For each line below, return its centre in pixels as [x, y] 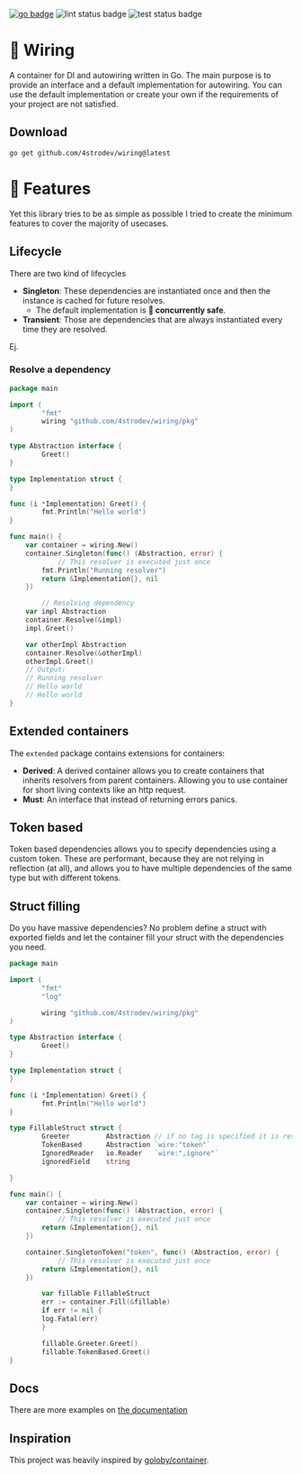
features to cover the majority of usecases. [89, 223]
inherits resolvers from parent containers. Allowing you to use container [155, 780]
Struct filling [45, 906]
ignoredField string [86, 1161]
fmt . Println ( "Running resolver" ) [104, 570]
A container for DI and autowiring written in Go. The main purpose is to [140, 75]
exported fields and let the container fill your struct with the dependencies [147, 938]
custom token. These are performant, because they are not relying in [137, 859]
